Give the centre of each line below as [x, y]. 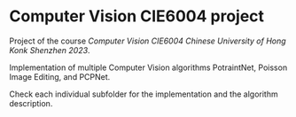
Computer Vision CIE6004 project [136, 16]
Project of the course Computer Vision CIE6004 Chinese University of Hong [148, 41]
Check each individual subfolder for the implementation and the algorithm [144, 94]
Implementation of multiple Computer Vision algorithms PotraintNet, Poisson [148, 67]
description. [31, 103]
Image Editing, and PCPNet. [60, 76]
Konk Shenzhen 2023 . [50, 50]
